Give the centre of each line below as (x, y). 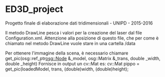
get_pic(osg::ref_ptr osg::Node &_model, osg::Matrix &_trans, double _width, (83, 58)
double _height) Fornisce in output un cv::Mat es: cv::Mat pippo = (72, 63)
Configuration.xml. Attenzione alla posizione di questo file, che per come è (82, 38)
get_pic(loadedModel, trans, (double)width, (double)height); (67, 69)
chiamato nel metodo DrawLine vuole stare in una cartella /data (70, 43)
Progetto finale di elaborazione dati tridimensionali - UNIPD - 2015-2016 (79, 23)
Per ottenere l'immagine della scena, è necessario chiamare (67, 53)
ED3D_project (34, 9)
